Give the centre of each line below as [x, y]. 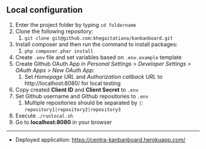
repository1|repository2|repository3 [73, 109]
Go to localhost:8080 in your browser [63, 122]
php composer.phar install [59, 51]
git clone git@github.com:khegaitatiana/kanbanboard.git [99, 38]
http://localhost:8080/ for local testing [72, 83]
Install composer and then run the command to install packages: [96, 44]
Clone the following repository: [54, 31]
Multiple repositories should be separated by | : [84, 103]
